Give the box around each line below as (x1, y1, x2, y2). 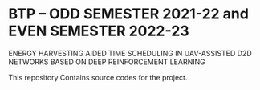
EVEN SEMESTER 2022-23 (8, 22, 190, 40)
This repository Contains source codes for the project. (8, 72, 188, 82)
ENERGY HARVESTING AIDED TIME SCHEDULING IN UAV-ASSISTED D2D (8, 48, 252, 58)
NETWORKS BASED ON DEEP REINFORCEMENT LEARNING (8, 57, 206, 67)
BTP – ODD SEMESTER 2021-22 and (8, 5, 249, 23)
